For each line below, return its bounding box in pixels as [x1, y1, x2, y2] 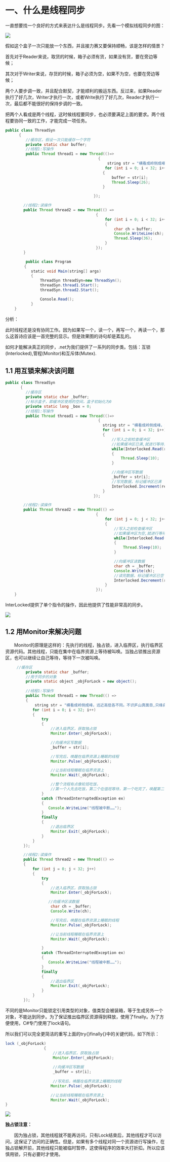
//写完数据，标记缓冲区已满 [111, 479, 162, 484]
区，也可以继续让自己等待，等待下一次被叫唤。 [5, 655, 103, 661]
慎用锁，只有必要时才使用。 [5, 1151, 63, 1157]
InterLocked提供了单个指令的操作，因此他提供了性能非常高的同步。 [5, 602, 146, 607]
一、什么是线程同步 [5, 5, 86, 16]
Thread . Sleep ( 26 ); [111, 180, 151, 185]
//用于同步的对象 [25, 674, 57, 680]
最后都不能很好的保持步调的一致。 [14, 100, 85, 107]
